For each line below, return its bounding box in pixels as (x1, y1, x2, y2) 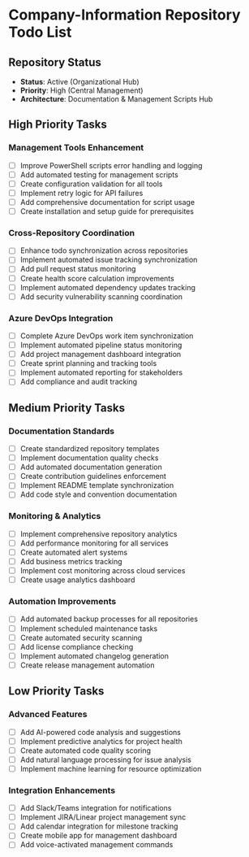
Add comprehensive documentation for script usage (19, 197, 195, 207)
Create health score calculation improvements (19, 273, 174, 283)
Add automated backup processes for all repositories (19, 614, 199, 624)
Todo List (8, 23, 72, 41)
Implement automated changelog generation (19, 650, 169, 660)
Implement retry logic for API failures (19, 188, 144, 198)
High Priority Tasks (8, 118, 107, 132)
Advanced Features (8, 709, 88, 720)
